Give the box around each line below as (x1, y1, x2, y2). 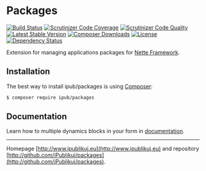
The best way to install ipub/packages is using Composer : (6, 82, 153, 90)
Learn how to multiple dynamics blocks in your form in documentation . (6, 128, 185, 135)
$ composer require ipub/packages (6, 94, 95, 101)
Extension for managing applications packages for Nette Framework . (6, 48, 180, 56)
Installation (6, 67, 50, 77)
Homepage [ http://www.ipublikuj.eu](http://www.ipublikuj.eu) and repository (6, 145, 199, 153)
